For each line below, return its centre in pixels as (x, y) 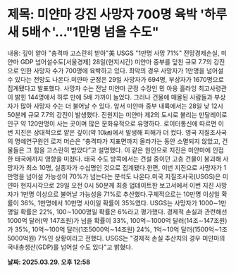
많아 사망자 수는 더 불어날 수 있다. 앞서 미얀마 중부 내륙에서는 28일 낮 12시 (122, 106)
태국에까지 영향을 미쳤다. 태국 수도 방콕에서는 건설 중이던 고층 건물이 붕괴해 (118, 159)
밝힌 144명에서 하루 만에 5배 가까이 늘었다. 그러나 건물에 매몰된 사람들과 (113, 97)
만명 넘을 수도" (118, 32)
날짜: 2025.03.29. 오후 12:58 (49, 262)
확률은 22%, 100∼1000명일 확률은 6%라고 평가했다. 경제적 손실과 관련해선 (124, 212)
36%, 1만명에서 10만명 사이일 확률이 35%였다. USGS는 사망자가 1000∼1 (120, 202)
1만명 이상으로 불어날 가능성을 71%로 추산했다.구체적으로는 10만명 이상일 (120, 194)
